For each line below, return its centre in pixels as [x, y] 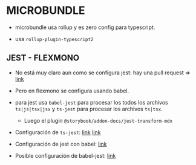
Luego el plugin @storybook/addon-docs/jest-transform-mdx [98, 120]
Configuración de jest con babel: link [61, 144]
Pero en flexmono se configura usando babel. [72, 91]
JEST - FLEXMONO [43, 58]
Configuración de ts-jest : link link [58, 132]
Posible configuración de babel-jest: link [65, 155]
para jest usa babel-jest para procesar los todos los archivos [91, 102]
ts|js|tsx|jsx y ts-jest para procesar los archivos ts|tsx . [89, 109]
